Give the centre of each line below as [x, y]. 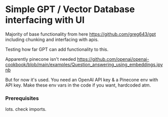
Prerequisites [22, 98]
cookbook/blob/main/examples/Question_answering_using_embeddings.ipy [84, 64]
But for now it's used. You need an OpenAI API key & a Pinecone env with [82, 80]
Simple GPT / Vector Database [70, 9]
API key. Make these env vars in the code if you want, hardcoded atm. [78, 85]
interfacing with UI [45, 20]
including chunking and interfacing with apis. [52, 40]
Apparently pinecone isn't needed [40, 59]
